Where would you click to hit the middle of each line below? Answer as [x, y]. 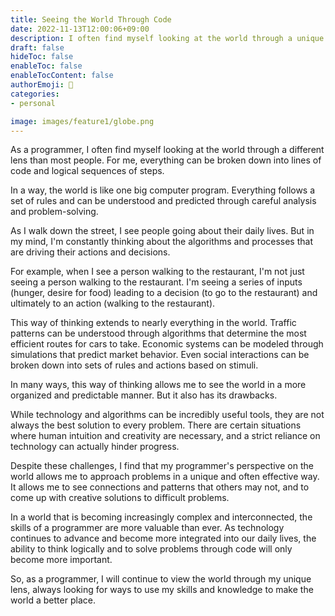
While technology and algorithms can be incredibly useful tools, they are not [167, 415]
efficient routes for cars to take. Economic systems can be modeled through [167, 344]
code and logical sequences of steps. [87, 171]
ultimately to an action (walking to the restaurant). [113, 303]
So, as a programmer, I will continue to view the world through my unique [161, 579]
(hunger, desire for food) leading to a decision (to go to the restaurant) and [164, 293]
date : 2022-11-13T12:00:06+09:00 [80, 29]
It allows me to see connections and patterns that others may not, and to [160, 487]
